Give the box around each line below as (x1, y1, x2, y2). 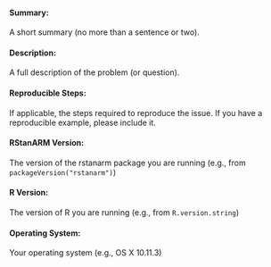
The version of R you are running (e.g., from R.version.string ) (9, 207, 239, 218)
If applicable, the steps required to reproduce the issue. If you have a (9, 107, 263, 118)
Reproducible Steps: (9, 88, 86, 98)
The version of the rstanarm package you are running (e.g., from (9, 157, 247, 168)
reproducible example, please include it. (9, 117, 156, 128)
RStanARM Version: (9, 138, 85, 148)
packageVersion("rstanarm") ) (9, 166, 117, 178)
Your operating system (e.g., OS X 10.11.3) (9, 247, 162, 258)
